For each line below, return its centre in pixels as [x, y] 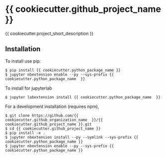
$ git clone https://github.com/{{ [42, 115]
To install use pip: [23, 61]
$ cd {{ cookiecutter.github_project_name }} [53, 128]
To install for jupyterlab [28, 88]
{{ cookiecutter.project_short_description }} [49, 33]
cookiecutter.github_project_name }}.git [49, 124]
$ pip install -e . [25, 133]
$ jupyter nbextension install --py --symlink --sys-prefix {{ [72, 137]
